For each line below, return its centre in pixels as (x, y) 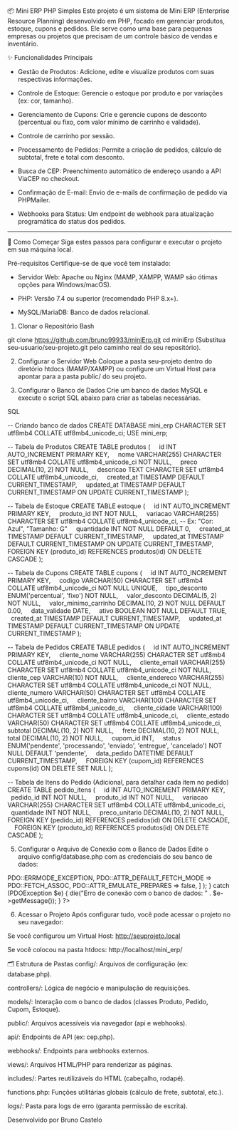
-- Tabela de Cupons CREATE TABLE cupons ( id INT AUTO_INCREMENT (117, 573)
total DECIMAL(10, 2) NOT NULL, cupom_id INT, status (94, 738)
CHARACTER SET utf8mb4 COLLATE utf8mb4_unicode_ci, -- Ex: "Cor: (111, 521)
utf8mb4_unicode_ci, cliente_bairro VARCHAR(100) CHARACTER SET (112, 700)
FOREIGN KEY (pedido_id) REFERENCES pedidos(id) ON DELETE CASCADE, (118, 820)
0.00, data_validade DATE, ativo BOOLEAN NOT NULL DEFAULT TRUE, (117, 611)
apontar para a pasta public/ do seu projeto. (82, 376)
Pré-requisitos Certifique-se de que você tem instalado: (89, 263)
